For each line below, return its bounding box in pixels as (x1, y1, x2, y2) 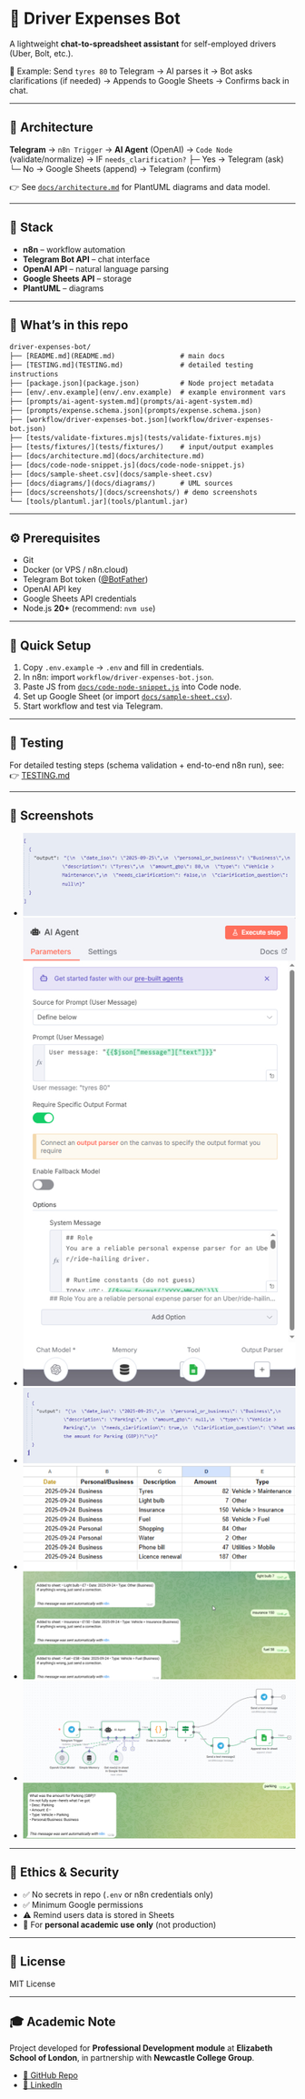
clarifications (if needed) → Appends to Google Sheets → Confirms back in (9, 75, 290, 85)
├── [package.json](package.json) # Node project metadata (9, 379, 274, 388)
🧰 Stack (9, 220, 54, 236)
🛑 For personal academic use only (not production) (22, 1919, 217, 1930)
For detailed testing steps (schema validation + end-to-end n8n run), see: (9, 759, 284, 770)
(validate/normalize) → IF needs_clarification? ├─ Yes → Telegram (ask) (9, 154, 284, 165)
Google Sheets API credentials (22, 593, 137, 604)
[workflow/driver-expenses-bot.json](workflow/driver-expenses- (25, 416, 274, 425)
